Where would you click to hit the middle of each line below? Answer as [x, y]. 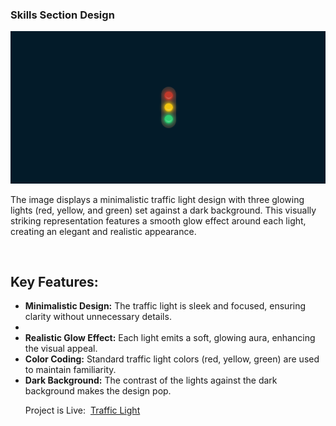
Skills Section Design [62, 15]
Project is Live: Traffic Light [82, 410]
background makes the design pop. [98, 391]
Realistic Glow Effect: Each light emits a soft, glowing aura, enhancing [170, 338]
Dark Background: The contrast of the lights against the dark [151, 380]
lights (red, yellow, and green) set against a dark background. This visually [163, 210]
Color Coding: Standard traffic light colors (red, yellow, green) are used [172, 359]
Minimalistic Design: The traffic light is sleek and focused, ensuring [165, 306]
